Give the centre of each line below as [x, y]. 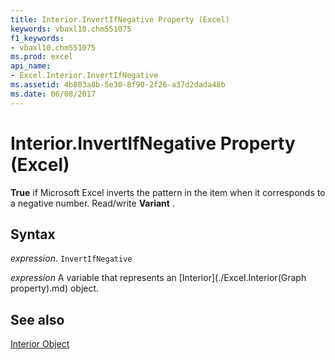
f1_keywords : [37, 38]
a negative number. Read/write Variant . [92, 203]
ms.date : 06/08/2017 [53, 94]
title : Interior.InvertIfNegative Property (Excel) [120, 19]
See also [37, 319]
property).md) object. [55, 288]
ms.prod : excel [42, 57]
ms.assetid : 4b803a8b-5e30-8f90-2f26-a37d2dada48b [118, 85]
